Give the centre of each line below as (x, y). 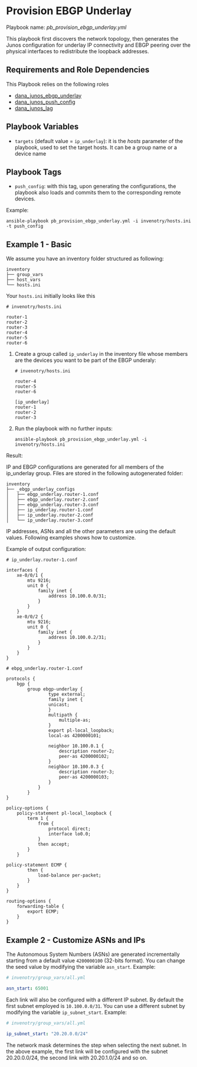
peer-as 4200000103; (84, 777)
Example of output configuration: (46, 549)
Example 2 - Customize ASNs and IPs (76, 940)
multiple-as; (75, 720)
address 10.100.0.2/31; (78, 638)
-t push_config (25, 226)
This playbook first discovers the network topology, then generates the (92, 38)
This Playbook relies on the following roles (58, 84)
